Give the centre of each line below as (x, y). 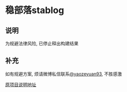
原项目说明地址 (21, 84)
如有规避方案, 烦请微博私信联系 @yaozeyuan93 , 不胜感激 (64, 74)
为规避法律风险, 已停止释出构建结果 (42, 43)
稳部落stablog (35, 10)
